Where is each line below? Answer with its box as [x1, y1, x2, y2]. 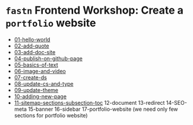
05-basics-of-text [14, 61, 58, 68]
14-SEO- [166, 99, 188, 106]
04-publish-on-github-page [14, 55, 83, 62]
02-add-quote [14, 42, 49, 49]
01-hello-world [14, 36, 50, 43]
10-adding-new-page [14, 93, 67, 100]
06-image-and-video [14, 67, 66, 74]
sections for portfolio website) [14, 111, 88, 119]
